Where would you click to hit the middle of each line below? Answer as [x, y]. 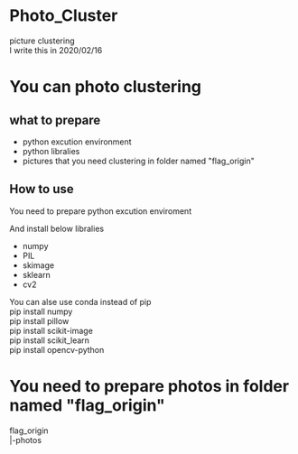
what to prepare [55, 120]
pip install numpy [41, 311]
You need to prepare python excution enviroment [101, 211]
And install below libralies [57, 228]
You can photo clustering [105, 87]
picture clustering [42, 41]
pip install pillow [39, 320]
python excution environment [77, 142]
